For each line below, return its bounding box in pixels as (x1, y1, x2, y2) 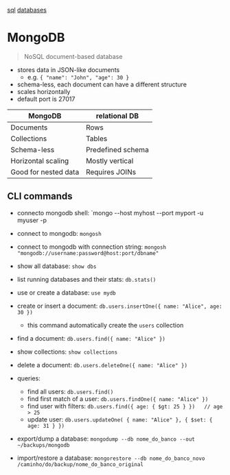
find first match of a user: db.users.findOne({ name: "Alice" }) (27, 394, 209, 403)
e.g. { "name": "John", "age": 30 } (27, 73, 129, 81)
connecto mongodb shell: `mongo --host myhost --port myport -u (16, 208, 204, 217)
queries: (16, 374, 41, 382)
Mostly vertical (85, 156, 134, 165)
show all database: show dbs (16, 262, 97, 270)
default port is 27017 (16, 95, 76, 103)
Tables (85, 134, 108, 143)
